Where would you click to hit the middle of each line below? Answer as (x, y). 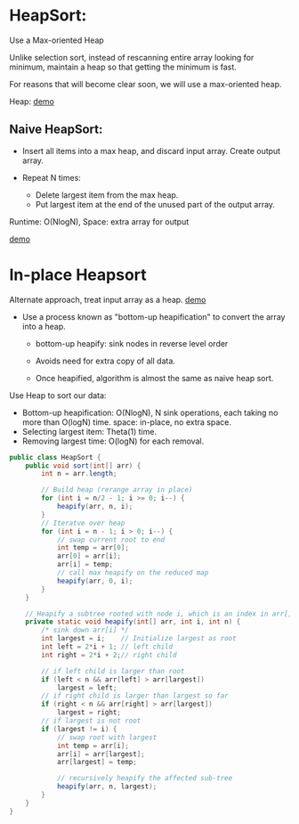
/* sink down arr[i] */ (85, 630)
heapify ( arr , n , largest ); (107, 787)
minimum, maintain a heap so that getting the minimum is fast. (123, 67)
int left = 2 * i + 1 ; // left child (107, 647)
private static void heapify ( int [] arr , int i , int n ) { (133, 622)
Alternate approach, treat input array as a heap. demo (108, 299)
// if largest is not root (91, 721)
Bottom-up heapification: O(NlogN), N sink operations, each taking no (150, 412)
